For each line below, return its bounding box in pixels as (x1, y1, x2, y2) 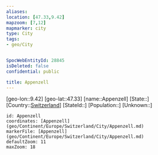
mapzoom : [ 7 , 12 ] (6, 20, 46, 25)
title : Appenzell (6, 79, 49, 85)
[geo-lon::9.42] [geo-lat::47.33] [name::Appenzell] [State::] (6, 95, 150, 102)
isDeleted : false (6, 63, 49, 69)
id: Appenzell (6, 113, 41, 119)
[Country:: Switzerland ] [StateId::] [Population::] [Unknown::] (6, 102, 153, 109)
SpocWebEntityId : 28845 (6, 57, 65, 63)
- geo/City (6, 42, 33, 48)
